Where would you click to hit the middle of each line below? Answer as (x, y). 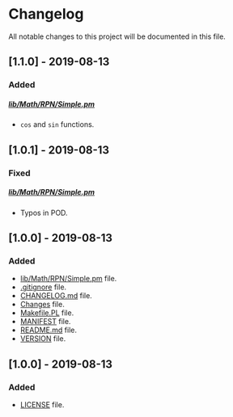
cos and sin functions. (57, 124)
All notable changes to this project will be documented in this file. (117, 36)
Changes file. (42, 305)
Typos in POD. (44, 213)
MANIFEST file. (45, 322)
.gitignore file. (43, 287)
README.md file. (49, 330)
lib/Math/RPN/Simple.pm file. (68, 279)
